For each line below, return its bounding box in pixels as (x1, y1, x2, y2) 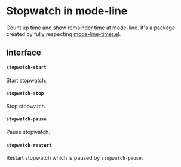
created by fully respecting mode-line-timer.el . (6, 30, 121, 37)
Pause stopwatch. (6, 128, 51, 135)
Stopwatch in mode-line (6, 4, 128, 18)
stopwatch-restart (6, 142, 52, 148)
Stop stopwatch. (6, 102, 47, 110)
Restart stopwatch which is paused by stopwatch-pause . (6, 154, 143, 162)
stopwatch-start (6, 64, 47, 70)
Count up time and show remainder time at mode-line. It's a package (6, 24, 176, 31)
